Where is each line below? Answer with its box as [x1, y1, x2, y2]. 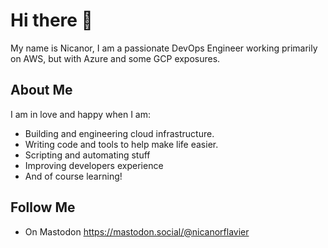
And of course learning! [24, 170, 123, 182]
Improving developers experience [24, 159, 164, 171]
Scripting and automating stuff [24, 149, 151, 161]
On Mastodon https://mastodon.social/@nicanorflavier [24, 225, 250, 238]
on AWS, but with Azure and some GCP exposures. [10, 52, 221, 64]
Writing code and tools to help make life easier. [24, 138, 219, 150]
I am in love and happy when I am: [10, 108, 151, 120]
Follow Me [10, 199, 76, 216]
